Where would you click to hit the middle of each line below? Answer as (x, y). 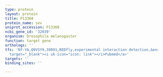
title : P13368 (19, 18)
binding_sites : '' (24, 63)
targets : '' (17, 59)
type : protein (19, 9)
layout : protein (21, 14)
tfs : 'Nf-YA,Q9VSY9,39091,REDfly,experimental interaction (66, 50)
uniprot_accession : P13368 (32, 27)
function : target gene (28, 41)
